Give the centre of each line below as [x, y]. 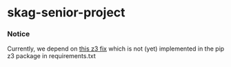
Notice [19, 34]
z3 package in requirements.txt [51, 56]
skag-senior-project [66, 13]
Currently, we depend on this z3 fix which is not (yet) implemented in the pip [116, 49]
